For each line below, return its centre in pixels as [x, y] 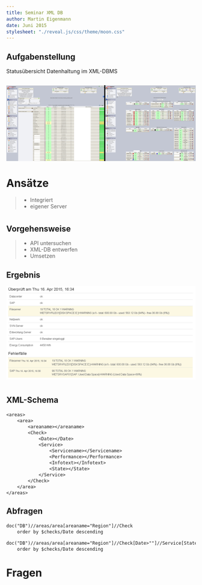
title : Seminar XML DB [35, 13]
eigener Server [48, 206]
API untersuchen [50, 243]
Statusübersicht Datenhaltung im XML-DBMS [62, 71]
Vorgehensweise [38, 229]
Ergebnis [23, 275]
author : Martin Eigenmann [38, 19]
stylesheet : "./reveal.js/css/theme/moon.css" [66, 32]
